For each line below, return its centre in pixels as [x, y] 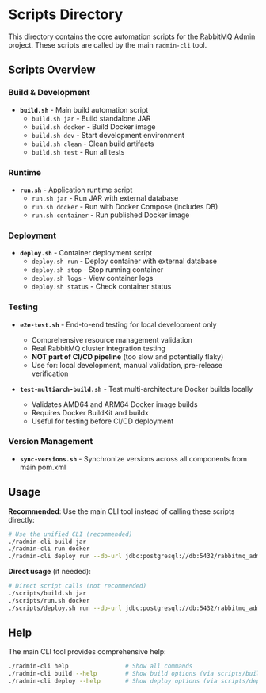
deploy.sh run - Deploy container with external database [124, 261]
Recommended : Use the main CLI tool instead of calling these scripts [122, 511]
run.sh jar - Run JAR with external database [105, 198]
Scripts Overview [52, 70]
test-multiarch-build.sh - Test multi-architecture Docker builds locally [136, 389]
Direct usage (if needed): [49, 572]
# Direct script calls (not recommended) [78, 586]
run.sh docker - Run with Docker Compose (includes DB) [125, 206]
